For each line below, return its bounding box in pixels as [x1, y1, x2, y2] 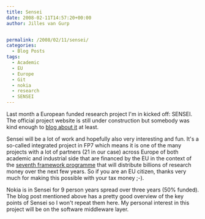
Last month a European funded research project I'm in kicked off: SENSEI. [6, 111, 193, 117]
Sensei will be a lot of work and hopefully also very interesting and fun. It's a [6, 135, 199, 143]
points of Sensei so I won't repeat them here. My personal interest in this [6, 199, 190, 206]
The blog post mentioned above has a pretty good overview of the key [6, 193, 184, 199]
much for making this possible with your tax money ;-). [6, 174, 144, 181]
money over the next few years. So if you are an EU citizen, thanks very [6, 168, 187, 175]
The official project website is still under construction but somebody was [6, 117, 190, 124]
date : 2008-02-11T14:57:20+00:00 [6, 15, 92, 21]
